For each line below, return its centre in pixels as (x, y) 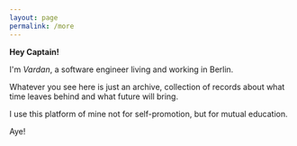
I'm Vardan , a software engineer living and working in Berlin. (121, 69)
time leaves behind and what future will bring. (94, 96)
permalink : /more (42, 26)
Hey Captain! (35, 51)
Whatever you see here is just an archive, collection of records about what (147, 87)
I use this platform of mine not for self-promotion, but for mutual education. (148, 114)
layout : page (34, 18)
